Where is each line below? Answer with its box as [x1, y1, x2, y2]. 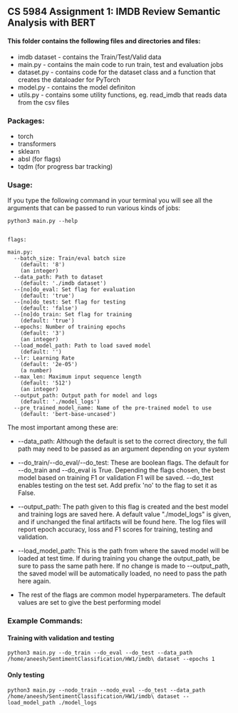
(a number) [20, 367, 53, 375]
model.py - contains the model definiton [17, 83, 136, 91]
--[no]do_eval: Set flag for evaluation [14, 286, 135, 293]
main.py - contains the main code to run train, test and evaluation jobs [17, 60, 224, 68]
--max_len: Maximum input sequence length [14, 373, 142, 380]
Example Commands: [7, 616, 83, 626]
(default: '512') [20, 380, 72, 387]
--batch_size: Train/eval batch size [14, 255, 126, 262]
